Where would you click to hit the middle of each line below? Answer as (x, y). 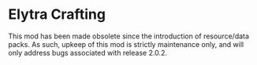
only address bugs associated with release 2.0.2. (88, 52)
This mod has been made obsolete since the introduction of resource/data (129, 36)
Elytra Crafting (57, 14)
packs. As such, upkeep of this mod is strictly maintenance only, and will (126, 44)
